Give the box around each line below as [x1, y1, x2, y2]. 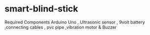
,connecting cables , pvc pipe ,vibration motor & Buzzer [4, 24, 117, 30]
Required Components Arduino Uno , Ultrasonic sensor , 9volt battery [4, 19, 145, 25]
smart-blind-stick [4, 3, 78, 14]
